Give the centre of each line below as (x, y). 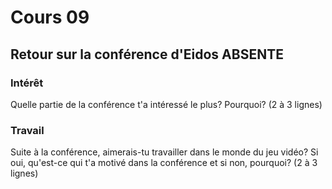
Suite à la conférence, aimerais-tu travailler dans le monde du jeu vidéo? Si (164, 152)
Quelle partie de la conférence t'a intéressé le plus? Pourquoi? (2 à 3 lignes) (166, 104)
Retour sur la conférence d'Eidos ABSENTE (147, 54)
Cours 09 (50, 17)
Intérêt (27, 83)
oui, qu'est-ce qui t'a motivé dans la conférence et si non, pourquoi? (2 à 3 (164, 163)
